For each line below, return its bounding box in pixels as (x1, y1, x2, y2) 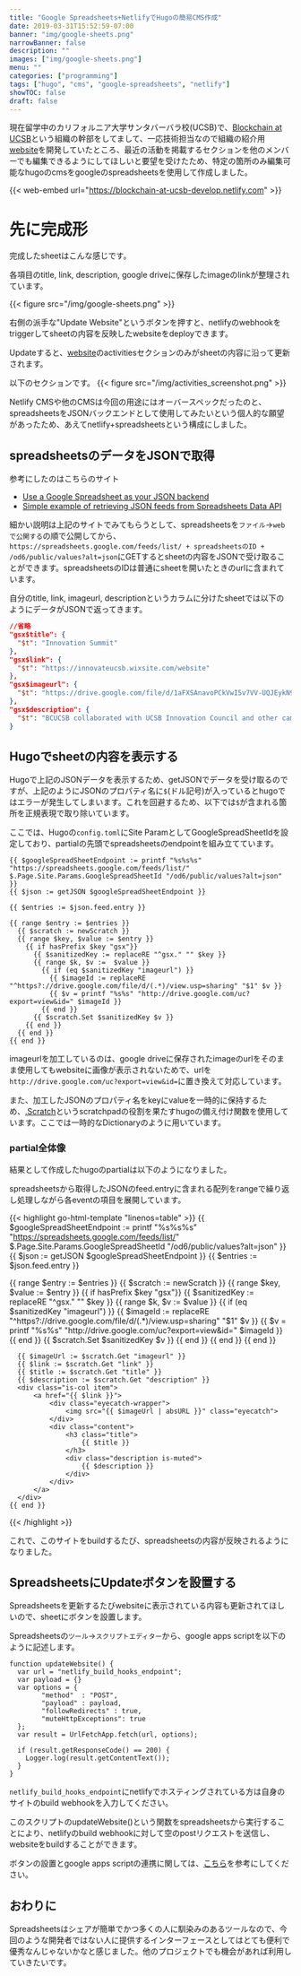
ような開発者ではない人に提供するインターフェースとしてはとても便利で (24, 1935, 290, 1946)
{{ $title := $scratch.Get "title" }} (17, 1367, 163, 1376)
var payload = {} (17, 1676, 82, 1685)
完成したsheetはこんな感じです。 (9, 250, 132, 261)
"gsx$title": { (9, 630, 66, 639)
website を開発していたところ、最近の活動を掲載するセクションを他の (9, 144, 266, 155)
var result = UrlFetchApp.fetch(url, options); (17, 1730, 199, 1739)
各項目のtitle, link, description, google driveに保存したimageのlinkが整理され (9, 270, 290, 281)
